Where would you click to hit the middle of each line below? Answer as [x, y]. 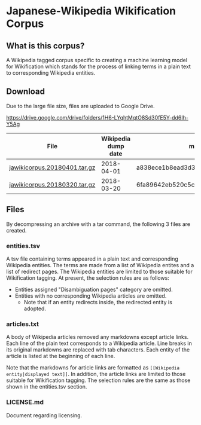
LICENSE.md [25, 402]
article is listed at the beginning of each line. [61, 356]
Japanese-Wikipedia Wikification [91, 11]
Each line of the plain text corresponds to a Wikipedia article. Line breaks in [99, 343]
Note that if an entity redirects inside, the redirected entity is [98, 302]
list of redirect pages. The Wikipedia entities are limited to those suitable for [99, 271]
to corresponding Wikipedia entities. [51, 73]
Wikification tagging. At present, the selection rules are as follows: [88, 278]
